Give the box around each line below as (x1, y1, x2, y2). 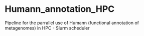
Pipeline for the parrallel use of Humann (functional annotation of (5, 20, 139, 26)
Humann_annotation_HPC (5, 3, 115, 15)
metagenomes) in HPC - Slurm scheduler (5, 25, 90, 31)
